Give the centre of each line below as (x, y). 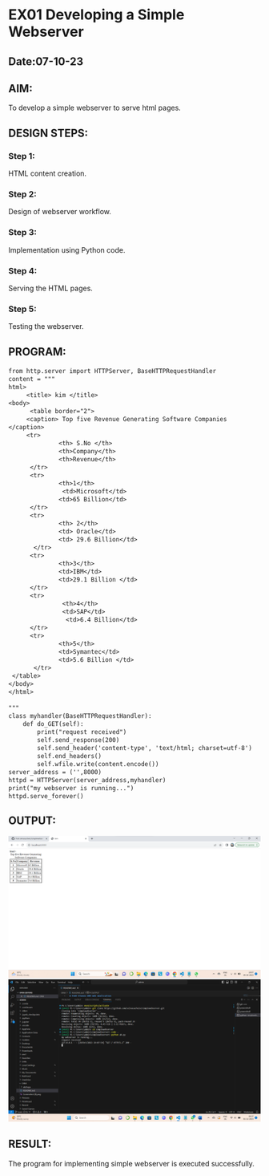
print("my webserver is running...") (71, 789)
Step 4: (23, 270)
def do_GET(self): (53, 724)
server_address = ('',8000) (55, 773)
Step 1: (22, 156)
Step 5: (23, 309)
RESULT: (30, 1144)
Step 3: (23, 233)
